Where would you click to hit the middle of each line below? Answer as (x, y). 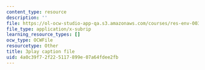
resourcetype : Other (33, 46)
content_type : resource (37, 12)
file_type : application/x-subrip (49, 29)
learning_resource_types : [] (43, 35)
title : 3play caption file (41, 52)
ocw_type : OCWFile (30, 40)
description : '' (27, 18)
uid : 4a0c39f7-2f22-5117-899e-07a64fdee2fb (63, 57)
